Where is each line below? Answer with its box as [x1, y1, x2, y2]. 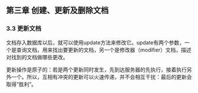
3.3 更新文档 [6, 25, 42, 33]
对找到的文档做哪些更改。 [6, 53, 68, 60]
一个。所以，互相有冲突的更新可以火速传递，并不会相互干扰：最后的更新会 [11, 73, 192, 80]
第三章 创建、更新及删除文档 [6, 5, 109, 16]
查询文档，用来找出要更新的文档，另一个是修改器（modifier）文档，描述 [16, 46, 192, 53]
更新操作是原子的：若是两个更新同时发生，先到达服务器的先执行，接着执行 [6, 66, 187, 73]
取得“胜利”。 [6, 81, 37, 88]
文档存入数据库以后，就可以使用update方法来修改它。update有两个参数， [6, 39, 184, 46]
